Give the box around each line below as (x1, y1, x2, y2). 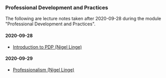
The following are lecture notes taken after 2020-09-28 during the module (5, 16, 161, 22)
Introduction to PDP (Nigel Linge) (12, 44, 82, 50)
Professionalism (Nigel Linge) (12, 66, 75, 72)
